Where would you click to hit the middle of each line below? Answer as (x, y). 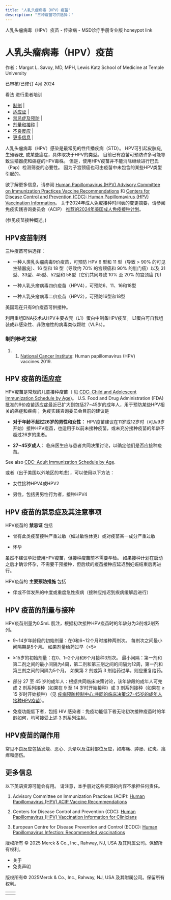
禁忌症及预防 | (27, 119)
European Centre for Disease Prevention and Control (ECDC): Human (85, 827)
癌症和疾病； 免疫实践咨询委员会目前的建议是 (62, 411)
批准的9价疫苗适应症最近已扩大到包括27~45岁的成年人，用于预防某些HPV (83, 405)
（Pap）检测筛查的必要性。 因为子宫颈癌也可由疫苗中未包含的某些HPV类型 (84, 168)
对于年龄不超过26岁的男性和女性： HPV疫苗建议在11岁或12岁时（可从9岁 (89, 422)
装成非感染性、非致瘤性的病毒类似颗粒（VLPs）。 (56, 324)
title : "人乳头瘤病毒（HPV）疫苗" (38, 10)
